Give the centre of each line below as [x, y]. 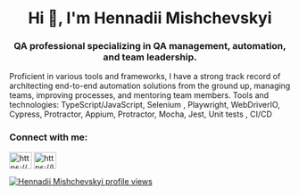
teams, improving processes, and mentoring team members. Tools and [139, 95]
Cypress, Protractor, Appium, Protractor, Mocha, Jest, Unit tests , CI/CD [141, 114]
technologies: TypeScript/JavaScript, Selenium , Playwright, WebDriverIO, [145, 105]
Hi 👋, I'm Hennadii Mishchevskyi [150, 18]
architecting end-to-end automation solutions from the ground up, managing [150, 86]
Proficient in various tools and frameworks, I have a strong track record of [145, 77]
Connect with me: [49, 137]
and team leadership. [150, 57]
